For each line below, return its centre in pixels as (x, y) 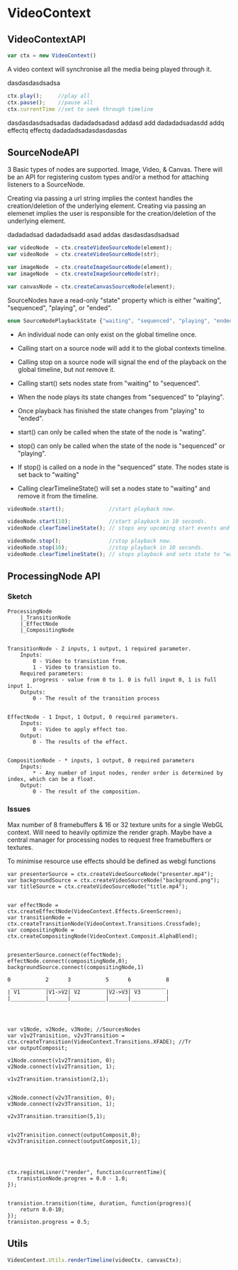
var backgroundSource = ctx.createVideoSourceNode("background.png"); (114, 880)
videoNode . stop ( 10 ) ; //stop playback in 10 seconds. (106, 548)
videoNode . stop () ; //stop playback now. (90, 541)
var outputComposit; (38, 1048)
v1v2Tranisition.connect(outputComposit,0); (74, 1135)
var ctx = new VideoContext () (52, 55)
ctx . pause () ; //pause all (50, 102)
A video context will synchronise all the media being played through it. (110, 69)
